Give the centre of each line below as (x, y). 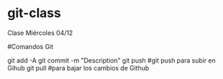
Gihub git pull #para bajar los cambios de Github (78, 68)
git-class (34, 13)
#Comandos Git (30, 46)
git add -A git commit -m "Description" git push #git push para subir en (111, 60)
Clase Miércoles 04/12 (40, 33)
